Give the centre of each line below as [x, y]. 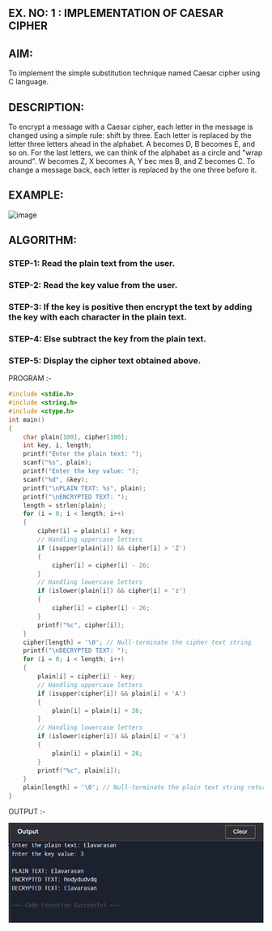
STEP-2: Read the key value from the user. [93, 285]
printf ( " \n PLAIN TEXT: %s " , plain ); [85, 488]
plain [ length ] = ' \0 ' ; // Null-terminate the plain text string [134, 787]
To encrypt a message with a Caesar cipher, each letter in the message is [131, 127]
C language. [29, 82]
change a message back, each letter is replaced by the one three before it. [133, 170]
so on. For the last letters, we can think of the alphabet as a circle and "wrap [136, 152]
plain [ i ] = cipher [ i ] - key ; [87, 676]
